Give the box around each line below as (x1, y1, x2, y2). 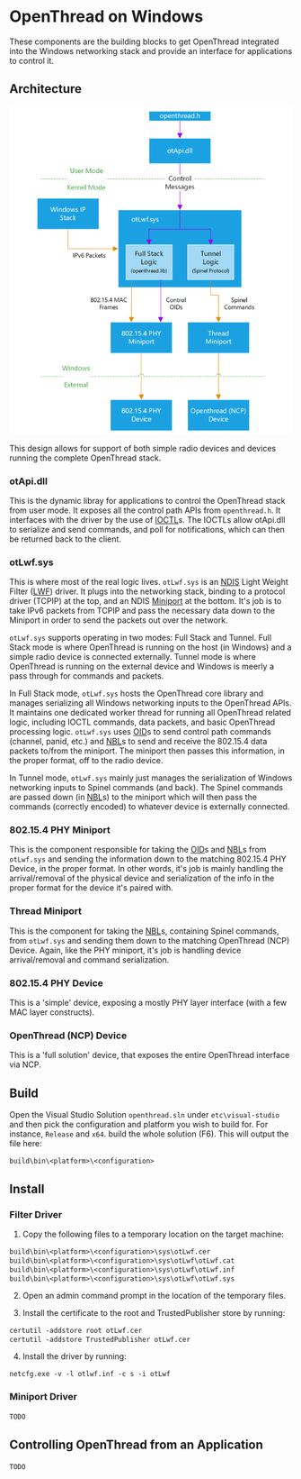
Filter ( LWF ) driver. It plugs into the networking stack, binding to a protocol (9, 586, 286, 597)
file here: (9, 1138, 42, 1149)
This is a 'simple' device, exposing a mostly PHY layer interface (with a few (9, 998, 288, 1009)
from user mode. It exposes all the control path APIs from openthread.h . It (9, 505, 281, 516)
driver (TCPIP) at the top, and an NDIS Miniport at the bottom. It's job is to (9, 596, 282, 607)
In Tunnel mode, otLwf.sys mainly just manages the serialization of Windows (9, 772, 293, 783)
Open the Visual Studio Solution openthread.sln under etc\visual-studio (9, 1109, 280, 1120)
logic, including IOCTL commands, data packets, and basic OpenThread (9, 717, 276, 727)
